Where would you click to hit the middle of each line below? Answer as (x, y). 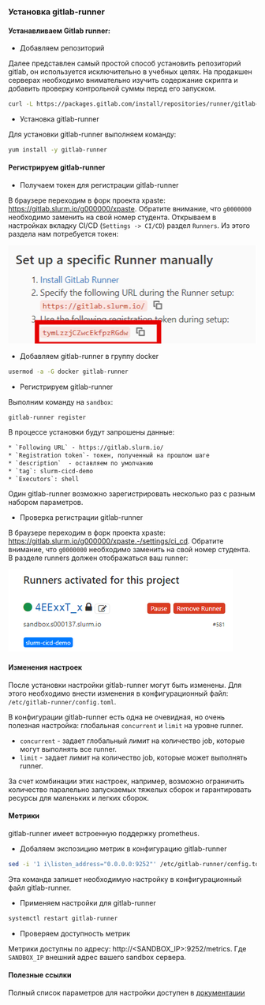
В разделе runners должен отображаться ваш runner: (98, 558)
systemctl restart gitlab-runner (63, 918)
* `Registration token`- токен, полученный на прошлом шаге (109, 456)
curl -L (21, 104)
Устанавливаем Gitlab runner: (59, 31)
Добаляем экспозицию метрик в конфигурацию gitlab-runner (123, 848)
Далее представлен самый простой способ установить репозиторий (125, 64)
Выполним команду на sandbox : (61, 402)
